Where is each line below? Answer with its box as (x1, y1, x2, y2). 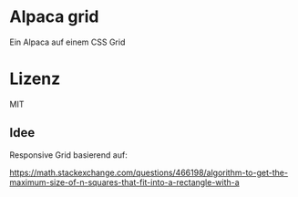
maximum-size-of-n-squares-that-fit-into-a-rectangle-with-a (9, 176, 240, 188)
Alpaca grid (9, 6, 99, 27)
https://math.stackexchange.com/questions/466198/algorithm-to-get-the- (9, 167, 289, 178)
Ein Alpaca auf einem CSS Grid (9, 36, 126, 47)
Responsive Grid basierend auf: (9, 149, 128, 161)
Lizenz (9, 68, 61, 89)
